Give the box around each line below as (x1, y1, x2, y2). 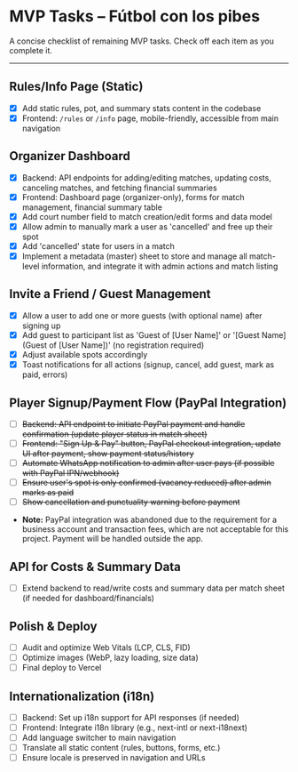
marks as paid (21, 487, 74, 498)
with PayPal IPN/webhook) (21, 468, 120, 478)
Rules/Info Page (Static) (9, 79, 144, 94)
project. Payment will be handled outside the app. (21, 534, 204, 544)
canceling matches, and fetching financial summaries (21, 182, 217, 193)
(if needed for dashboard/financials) (21, 593, 155, 604)
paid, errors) (21, 369, 68, 380)
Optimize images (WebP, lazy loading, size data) (21, 652, 200, 663)
